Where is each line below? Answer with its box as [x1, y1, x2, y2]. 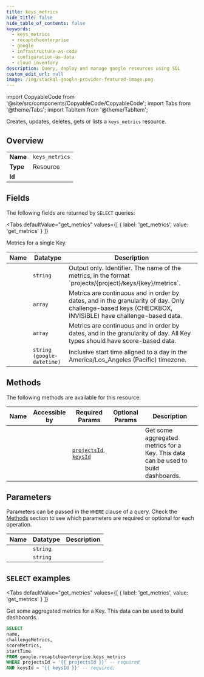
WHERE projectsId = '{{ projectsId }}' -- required [6, 659, 140, 665]
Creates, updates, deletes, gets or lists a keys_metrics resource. [6, 118, 167, 125]
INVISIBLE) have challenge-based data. [69, 311, 182, 320]
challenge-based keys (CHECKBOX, [69, 304, 173, 312]
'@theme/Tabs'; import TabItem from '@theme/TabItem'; [6, 106, 148, 113]
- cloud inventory [12, 59, 59, 66]
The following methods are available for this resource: [6, 394, 141, 401]
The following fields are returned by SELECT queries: [6, 209, 135, 216]
